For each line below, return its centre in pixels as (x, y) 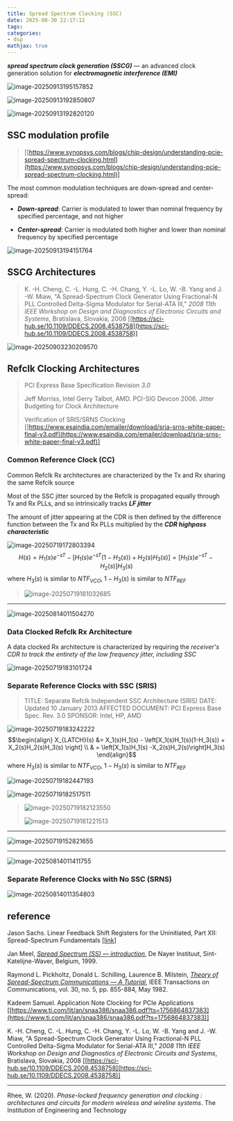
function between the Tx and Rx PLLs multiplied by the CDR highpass (107, 524)
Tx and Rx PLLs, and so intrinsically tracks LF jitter (79, 503)
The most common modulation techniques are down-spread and (99, 188)
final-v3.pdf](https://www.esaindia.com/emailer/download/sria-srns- (123, 435)
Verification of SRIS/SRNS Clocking (75, 420)
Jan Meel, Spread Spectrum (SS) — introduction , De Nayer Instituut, (104, 954)
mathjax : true (28, 46)
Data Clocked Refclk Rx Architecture (70, 631)
